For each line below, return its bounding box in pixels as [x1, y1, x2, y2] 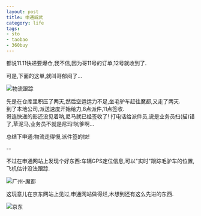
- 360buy [6, 43, 28, 49]
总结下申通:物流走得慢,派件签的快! [6, 133, 90, 140]
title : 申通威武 [6, 14, 43, 20]
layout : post [6, 8, 39, 15]
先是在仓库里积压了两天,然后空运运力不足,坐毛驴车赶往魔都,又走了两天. [6, 97, 181, 105]
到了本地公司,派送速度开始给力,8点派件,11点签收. [6, 105, 125, 112]
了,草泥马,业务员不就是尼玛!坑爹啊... [6, 120, 95, 127]
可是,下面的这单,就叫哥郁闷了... [6, 72, 83, 79]
